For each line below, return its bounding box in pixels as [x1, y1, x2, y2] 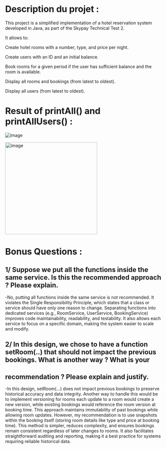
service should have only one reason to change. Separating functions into [5, 305, 156, 311]
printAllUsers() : [5, 116, 73, 127]
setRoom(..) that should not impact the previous [5, 348, 157, 356]
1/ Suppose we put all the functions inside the [5, 266, 149, 274]
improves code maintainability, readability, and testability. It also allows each [5, 315, 161, 321]
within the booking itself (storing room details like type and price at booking [5, 417, 160, 423]
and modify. [5, 326, 30, 332]
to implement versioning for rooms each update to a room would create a [5, 396, 155, 402]
